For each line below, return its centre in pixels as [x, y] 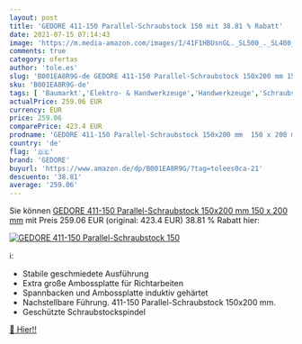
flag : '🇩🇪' [31, 151]
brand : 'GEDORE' [40, 160]
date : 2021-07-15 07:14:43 [60, 34]
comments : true [38, 51]
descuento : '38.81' [46, 177]
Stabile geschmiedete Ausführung [85, 274]
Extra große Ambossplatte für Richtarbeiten [103, 284]
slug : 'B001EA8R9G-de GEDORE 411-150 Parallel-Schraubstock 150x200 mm [146, 77]
